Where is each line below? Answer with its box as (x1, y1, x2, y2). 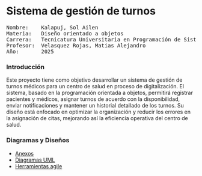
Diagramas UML (14, 156, 55, 163)
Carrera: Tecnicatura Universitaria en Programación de (6, 36, 181, 43)
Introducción (6, 62, 45, 71)
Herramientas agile (14, 162, 63, 169)
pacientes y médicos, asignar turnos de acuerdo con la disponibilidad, (6, 96, 180, 103)
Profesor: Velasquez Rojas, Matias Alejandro (6, 42, 146, 49)
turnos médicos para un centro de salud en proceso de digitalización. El (6, 83, 185, 90)
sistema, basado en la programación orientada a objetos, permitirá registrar (6, 89, 194, 97)
